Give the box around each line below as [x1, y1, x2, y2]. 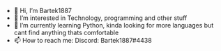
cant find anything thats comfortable [13, 28, 119, 37]
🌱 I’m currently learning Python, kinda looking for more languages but [13, 21, 214, 29]
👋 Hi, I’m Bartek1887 [13, 7, 72, 14]
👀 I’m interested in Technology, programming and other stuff [13, 14, 188, 22]
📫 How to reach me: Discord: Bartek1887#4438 [13, 37, 152, 44]
